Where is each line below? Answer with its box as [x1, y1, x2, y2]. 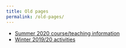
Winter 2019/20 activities [14, 36, 75, 43]
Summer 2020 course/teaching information [14, 29, 120, 36]
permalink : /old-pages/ [6, 14, 65, 20]
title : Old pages [6, 8, 49, 14]
